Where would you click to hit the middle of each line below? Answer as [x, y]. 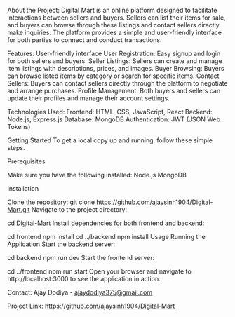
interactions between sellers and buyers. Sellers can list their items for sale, [116, 18]
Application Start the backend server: [61, 244]
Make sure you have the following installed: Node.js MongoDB [97, 175]
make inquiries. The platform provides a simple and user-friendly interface [115, 32]
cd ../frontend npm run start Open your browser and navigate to [99, 271]
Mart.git [19, 209]
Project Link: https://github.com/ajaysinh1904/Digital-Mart [91, 306]
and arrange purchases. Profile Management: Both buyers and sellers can [114, 91]
